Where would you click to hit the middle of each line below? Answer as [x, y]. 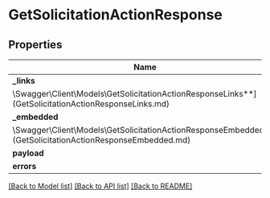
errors [25, 166]
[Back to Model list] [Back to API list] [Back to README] [100, 186]
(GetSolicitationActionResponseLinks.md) [91, 104]
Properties [35, 45]
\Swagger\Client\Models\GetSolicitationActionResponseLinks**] [135, 94]
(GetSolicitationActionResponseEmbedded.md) [102, 140]
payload [28, 153]
